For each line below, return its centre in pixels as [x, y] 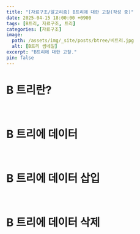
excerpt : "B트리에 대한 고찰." [42, 52]
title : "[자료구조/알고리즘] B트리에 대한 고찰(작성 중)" [70, 12]
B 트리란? [29, 90]
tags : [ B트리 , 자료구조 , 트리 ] [41, 23]
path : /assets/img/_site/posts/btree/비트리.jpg [73, 41]
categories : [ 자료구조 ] [34, 29]
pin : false [20, 58]
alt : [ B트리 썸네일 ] [35, 47]
